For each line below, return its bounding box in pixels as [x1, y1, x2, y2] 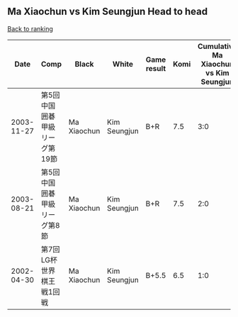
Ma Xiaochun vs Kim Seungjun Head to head [7, 6, 208, 18]
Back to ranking [7, 24, 53, 33]
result [145, 63, 166, 73]
